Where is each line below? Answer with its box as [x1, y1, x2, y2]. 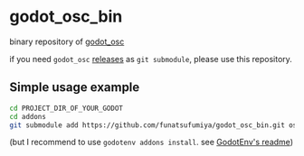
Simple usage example [9, 79, 140, 96]
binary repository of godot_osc [9, 36, 125, 47]
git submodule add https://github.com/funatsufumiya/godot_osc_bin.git [9, 120, 285, 130]
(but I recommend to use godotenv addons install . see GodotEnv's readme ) [9, 137, 294, 148]
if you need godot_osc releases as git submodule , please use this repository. [9, 53, 292, 64]
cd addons [9, 112, 47, 121]
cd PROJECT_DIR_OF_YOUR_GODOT [9, 104, 124, 113]
